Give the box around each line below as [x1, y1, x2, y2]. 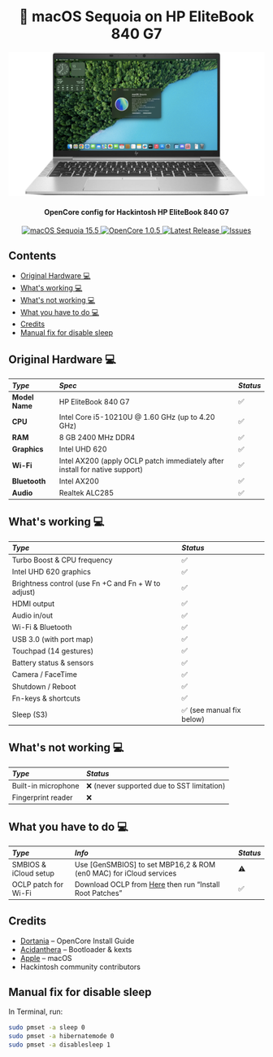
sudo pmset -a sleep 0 [8, 1024, 85, 1032]
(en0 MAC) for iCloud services [74, 868, 177, 878]
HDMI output [11, 598, 55, 609]
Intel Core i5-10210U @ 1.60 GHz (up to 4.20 [58, 413, 215, 422]
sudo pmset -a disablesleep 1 [8, 1041, 111, 1049]
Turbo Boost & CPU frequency [11, 555, 113, 565]
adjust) [11, 587, 36, 597]
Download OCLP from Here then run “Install [74, 880, 220, 889]
